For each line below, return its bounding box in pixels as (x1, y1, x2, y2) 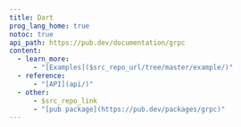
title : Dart (9, 13, 54, 22)
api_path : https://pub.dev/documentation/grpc (9, 38, 186, 47)
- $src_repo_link (32, 96, 98, 106)
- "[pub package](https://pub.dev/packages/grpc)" (32, 105, 226, 114)
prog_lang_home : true (9, 21, 90, 30)
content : (9, 47, 42, 55)
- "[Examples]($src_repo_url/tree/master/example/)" (32, 63, 234, 72)
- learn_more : (17, 55, 70, 63)
